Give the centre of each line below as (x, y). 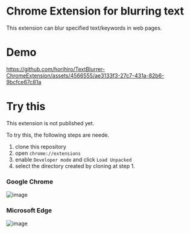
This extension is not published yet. (50, 123)
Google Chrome (30, 182)
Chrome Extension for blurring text (95, 11)
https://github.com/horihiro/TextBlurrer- (56, 69)
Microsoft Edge (29, 211)
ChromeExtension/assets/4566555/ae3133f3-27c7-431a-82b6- (85, 75)
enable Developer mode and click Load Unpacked (73, 159)
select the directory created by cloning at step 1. (75, 166)
